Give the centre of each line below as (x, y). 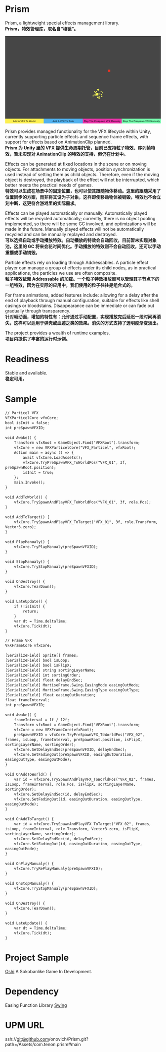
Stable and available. (26, 373)
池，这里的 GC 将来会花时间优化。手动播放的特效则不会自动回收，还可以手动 (83, 247)
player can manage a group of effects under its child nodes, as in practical (81, 268)
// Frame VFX (19, 641)
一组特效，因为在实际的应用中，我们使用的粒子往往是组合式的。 (70, 285)
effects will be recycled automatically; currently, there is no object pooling (80, 219)
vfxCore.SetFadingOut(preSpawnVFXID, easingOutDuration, (74, 755)
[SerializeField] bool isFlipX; (38, 666)
